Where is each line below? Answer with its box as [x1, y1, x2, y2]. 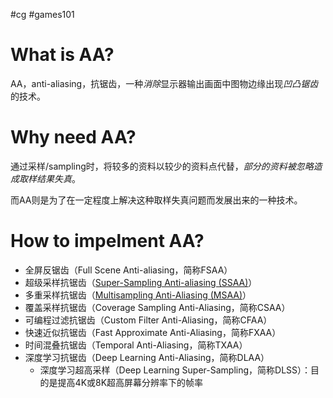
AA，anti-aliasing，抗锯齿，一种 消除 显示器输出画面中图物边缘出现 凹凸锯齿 [10, 77, 319, 89]
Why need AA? [10, 126, 137, 149]
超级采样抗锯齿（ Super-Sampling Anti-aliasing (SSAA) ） [24, 276, 258, 288]
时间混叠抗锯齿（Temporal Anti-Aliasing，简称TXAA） [24, 339, 248, 351]
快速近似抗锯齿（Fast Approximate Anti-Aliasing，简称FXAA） [24, 326, 282, 338]
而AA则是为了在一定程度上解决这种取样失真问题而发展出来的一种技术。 [10, 194, 303, 206]
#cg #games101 [10, 9, 75, 20]
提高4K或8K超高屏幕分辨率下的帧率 [57, 376, 204, 388]
